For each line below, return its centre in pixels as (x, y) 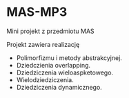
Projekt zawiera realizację (43, 44)
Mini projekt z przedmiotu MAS (50, 31)
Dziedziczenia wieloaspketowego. (65, 72)
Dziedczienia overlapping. (53, 65)
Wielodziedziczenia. (45, 79)
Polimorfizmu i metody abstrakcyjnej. (69, 58)
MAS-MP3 (37, 12)
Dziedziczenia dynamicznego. (59, 87)
